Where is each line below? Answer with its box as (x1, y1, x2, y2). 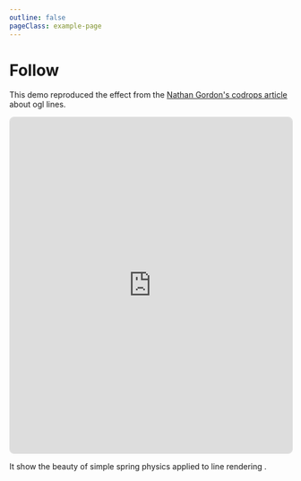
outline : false (9, 13, 66, 22)
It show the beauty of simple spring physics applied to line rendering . (9, 461, 267, 472)
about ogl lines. (9, 99, 66, 110)
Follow (9, 60, 60, 81)
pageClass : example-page (9, 21, 102, 30)
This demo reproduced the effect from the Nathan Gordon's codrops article (9, 90, 288, 100)
